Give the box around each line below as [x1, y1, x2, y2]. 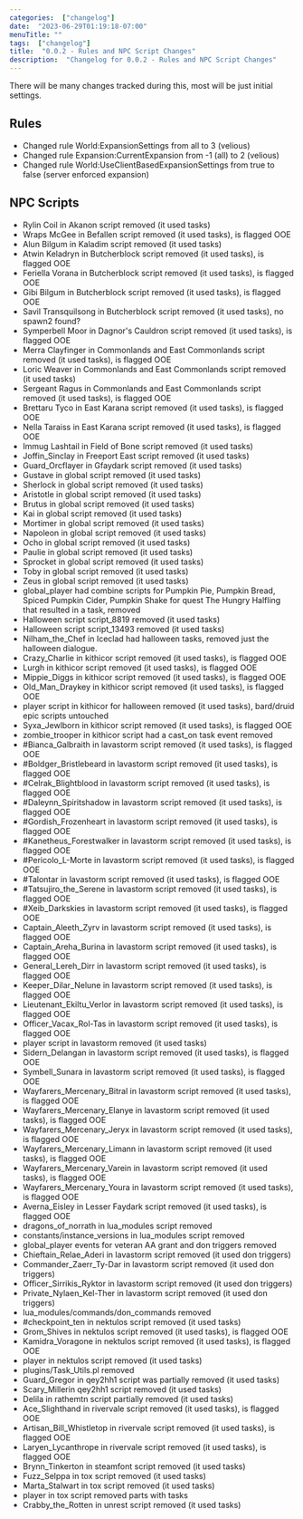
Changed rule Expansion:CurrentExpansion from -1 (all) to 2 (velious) [22, 149, 280, 160]
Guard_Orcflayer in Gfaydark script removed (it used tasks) [22, 459, 242, 471]
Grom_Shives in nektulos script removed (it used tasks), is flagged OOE [22, 1326, 289, 1337]
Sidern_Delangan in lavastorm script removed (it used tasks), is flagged [22, 1047, 289, 1058]
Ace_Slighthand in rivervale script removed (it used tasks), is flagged [22, 1403, 279, 1414]
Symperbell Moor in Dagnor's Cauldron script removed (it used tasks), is [22, 325, 293, 336]
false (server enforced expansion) [22, 168, 149, 179]
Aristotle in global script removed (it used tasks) [22, 488, 202, 499]
